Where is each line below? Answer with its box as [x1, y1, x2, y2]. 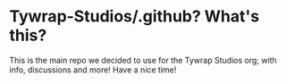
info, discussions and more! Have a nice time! [9, 64, 177, 75]
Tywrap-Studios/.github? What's [9, 6, 260, 27]
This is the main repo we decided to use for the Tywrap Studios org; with [9, 55, 277, 65]
